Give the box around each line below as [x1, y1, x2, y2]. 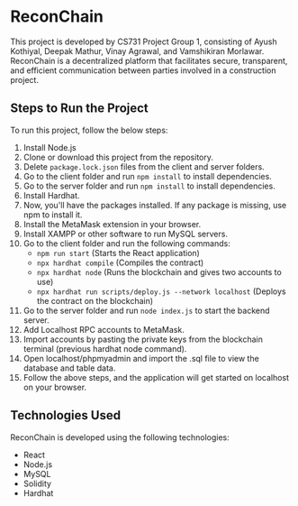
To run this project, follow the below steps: [10, 124, 168, 135]
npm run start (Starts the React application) [36, 247, 201, 258]
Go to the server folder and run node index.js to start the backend [23, 305, 270, 316]
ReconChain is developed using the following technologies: [10, 431, 230, 443]
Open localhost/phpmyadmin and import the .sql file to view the [23, 353, 259, 363]
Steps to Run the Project [10, 101, 149, 116]
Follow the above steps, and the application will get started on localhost [23, 372, 290, 382]
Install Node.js [23, 142, 77, 152]
